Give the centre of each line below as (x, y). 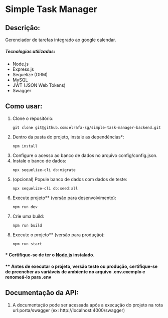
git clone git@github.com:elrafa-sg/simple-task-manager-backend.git (87, 127)
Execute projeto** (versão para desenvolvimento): (64, 198)
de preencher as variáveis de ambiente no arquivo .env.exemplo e (75, 271)
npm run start (27, 244)
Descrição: (23, 28)
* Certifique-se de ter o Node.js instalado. (50, 255)
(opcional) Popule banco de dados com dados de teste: (70, 179)
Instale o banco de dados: (39, 161)
